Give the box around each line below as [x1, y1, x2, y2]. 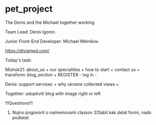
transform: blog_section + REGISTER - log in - [5, 71, 97, 77]
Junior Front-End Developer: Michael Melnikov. [5, 38, 99, 44]
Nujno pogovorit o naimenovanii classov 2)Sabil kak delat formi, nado [12, 109, 152, 115]
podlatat [12, 114, 29, 120]
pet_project [5, 3, 53, 15]
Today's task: [5, 57, 32, 63]
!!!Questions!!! [5, 100, 33, 106]
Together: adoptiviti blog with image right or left [5, 90, 101, 96]
